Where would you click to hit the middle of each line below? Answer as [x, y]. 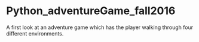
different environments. [35, 33]
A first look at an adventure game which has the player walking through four [99, 27]
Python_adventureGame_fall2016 [91, 11]
